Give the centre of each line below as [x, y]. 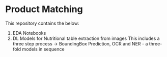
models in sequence [43, 49]
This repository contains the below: [42, 23]
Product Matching [44, 9]
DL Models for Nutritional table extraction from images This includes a [86, 38]
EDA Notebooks [29, 33]
